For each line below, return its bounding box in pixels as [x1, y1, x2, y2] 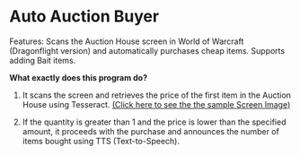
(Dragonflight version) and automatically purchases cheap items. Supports [9, 45, 286, 56]
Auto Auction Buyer [9, 6, 160, 27]
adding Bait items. [9, 55, 76, 65]
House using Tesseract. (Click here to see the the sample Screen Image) [22, 99, 291, 109]
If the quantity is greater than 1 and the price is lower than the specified [22, 116, 287, 127]
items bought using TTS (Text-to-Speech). [22, 135, 180, 146]
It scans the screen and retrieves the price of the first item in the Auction [22, 90, 292, 100]
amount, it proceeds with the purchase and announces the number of [22, 125, 280, 136]
